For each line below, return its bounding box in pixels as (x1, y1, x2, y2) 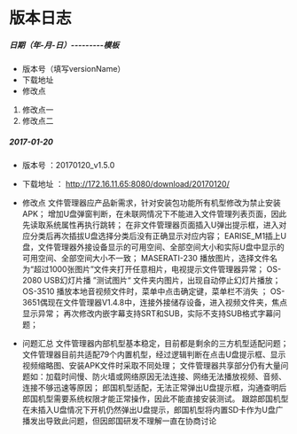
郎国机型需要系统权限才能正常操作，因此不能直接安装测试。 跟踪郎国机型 (21, 393, 289, 404)
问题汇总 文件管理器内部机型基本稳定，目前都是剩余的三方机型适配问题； (21, 338, 289, 349)
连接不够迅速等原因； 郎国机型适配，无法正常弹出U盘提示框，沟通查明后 (21, 383, 287, 393)
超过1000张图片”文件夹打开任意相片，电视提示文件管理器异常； (33, 264, 265, 275)
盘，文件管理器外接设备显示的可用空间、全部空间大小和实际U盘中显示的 (21, 242, 285, 252)
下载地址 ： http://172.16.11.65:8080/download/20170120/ (21, 179, 231, 190)
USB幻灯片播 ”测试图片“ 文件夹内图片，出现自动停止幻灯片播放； (43, 275, 281, 286)
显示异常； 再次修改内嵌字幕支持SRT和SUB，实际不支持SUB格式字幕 (21, 308, 273, 319)
